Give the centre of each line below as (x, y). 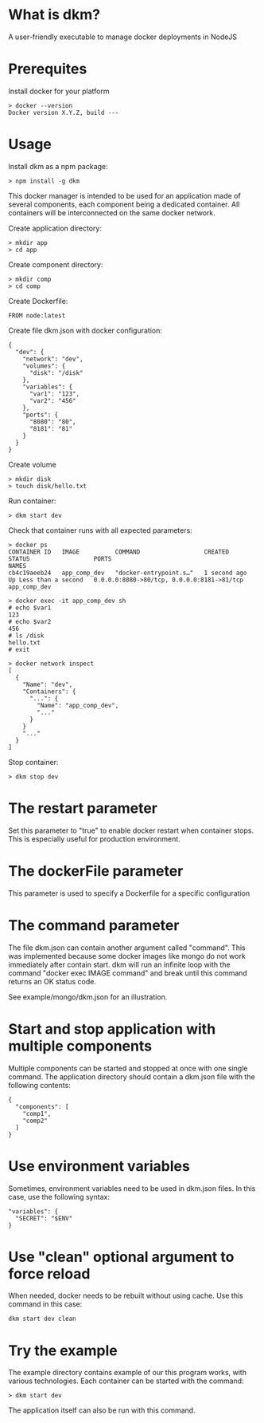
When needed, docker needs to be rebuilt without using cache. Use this (126, 1296)
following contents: (40, 1085)
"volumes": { (44, 366)
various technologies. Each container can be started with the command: (126, 1381)
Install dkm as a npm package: (58, 166)
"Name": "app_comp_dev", (78, 705)
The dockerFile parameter (96, 871)
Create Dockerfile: (38, 301)
